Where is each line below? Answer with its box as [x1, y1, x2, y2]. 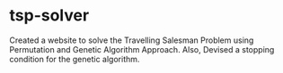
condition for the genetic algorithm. [9, 53, 140, 64]
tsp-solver [9, 5, 90, 26]
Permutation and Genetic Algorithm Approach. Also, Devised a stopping [9, 44, 275, 54]
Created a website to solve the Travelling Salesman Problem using [9, 35, 254, 45]
